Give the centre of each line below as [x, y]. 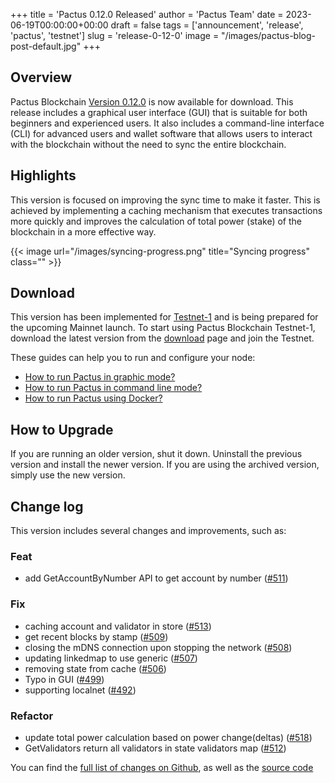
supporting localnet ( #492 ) [80, 690]
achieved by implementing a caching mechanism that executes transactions [166, 210]
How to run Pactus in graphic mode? [100, 377]
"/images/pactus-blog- [268, 35]
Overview [41, 77]
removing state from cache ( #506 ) [95, 668]
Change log [47, 506]
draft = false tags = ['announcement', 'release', [207, 25]
